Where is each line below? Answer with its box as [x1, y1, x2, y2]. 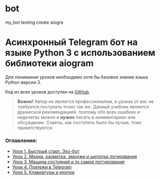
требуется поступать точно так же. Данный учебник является [17, 103, 149, 109]
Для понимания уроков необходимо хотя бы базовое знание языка [5, 74, 148, 80]
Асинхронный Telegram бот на [5, 37, 138, 48]
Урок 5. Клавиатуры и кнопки [12, 169, 75, 176]
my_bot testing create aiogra [5, 19, 63, 25]
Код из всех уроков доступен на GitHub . [5, 89, 91, 94]
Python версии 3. [5, 79, 41, 85]
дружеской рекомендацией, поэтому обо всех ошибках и [17, 109, 140, 115]
